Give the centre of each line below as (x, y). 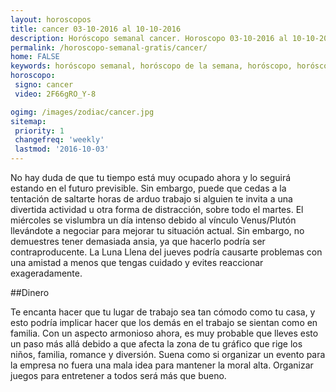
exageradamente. (46, 273)
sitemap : (28, 121)
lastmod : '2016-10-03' (62, 149)
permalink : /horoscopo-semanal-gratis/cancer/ (109, 47)
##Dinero (30, 292)
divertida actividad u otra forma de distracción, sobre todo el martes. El (157, 209)
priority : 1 (39, 131)
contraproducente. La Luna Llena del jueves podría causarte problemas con (166, 252)
